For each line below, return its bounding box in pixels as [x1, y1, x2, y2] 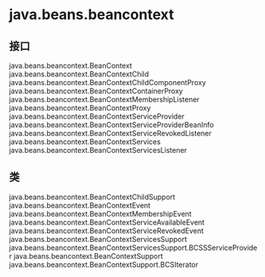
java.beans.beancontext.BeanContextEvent [9, 201, 150, 210]
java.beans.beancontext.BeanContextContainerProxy [9, 86, 184, 96]
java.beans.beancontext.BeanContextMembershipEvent [9, 209, 192, 218]
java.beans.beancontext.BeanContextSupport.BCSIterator [9, 259, 199, 269]
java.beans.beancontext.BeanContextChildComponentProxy [9, 78, 206, 87]
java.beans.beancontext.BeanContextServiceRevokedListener [9, 129, 212, 138]
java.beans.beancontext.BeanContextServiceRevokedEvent [9, 225, 204, 236]
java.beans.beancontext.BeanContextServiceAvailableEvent [9, 217, 205, 227]
